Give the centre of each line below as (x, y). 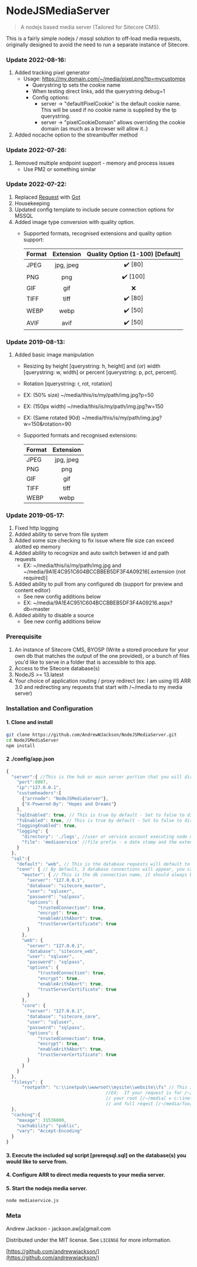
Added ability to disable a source (54, 615)
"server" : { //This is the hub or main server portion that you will (97, 777)
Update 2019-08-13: (36, 342)
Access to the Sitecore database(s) (57, 668)
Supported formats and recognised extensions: (80, 436)
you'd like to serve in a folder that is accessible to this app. (85, 662)
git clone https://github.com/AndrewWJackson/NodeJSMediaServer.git (91, 735)
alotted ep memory (38, 547)
